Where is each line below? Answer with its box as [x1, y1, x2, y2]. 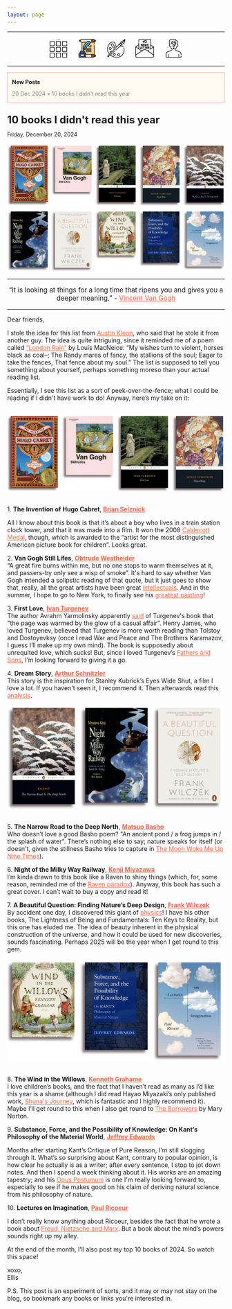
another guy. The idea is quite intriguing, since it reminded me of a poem [7, 336, 214, 344]
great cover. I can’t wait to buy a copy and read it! [7, 887, 148, 895]
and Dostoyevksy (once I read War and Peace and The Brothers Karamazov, [7, 634, 224, 642]
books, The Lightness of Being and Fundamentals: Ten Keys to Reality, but [7, 915, 219, 924]
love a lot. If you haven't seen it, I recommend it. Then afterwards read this [7, 684, 219, 692]
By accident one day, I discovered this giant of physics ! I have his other [7, 908, 209, 916]
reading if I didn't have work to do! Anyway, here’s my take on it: [7, 394, 190, 402]
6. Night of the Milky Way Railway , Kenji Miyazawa [7, 865, 155, 873]
